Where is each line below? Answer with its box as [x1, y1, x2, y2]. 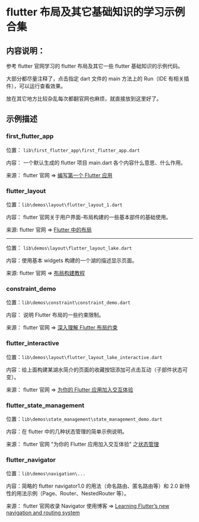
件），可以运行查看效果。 [6, 82, 66, 89]
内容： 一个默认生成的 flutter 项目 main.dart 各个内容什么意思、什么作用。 [6, 159, 187, 166]
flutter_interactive [6, 339, 59, 347]
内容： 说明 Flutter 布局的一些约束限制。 [6, 312, 105, 319]
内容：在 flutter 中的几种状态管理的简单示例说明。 [6, 428, 128, 435]
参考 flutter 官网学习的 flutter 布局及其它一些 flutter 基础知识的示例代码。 [6, 63, 184, 69]
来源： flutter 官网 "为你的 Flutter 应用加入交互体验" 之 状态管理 [6, 440, 159, 447]
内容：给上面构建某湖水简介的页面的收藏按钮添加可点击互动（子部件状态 [6, 366, 182, 373]
